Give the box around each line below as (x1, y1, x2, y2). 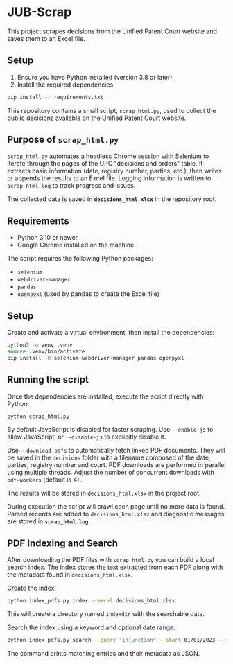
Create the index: (7, 584, 57, 593)
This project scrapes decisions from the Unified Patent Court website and (7, 27, 217, 35)
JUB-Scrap (7, 4, 72, 20)
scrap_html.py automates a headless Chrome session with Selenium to (7, 152, 209, 160)
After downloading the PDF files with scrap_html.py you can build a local (7, 556, 215, 564)
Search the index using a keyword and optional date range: (7, 623, 175, 631)
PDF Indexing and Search (7, 537, 119, 549)
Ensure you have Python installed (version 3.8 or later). (17, 73, 175, 81)
